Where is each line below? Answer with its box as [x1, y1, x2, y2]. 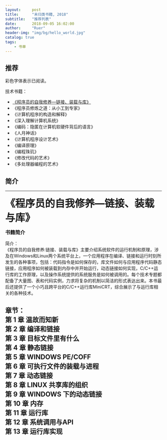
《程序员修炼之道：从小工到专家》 [12, 105, 83, 111]
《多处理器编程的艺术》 [12, 161, 61, 167]
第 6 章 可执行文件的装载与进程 [5, 362, 99, 370]
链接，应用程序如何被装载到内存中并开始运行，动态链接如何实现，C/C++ [5, 265, 154, 271]
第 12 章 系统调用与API [5, 418, 74, 426]
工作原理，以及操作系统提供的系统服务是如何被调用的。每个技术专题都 [18, 272, 162, 278]
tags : [5, 40, 16, 45]
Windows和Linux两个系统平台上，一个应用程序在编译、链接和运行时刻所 [13, 253, 162, 259]
